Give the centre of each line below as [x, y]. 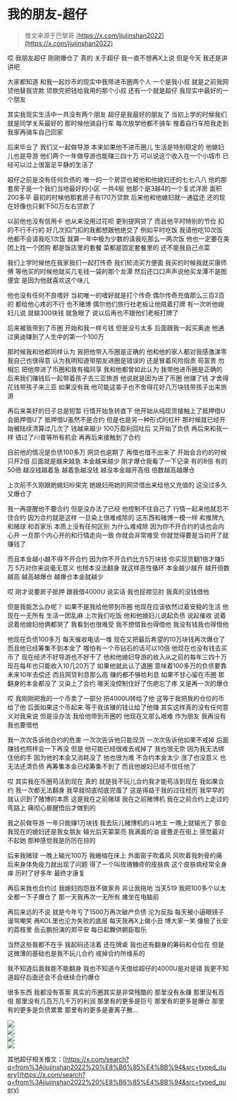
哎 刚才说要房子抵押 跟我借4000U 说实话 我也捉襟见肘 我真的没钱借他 [108, 591]
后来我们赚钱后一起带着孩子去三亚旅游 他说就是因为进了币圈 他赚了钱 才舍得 [118, 378]
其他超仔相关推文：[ [36, 1059]
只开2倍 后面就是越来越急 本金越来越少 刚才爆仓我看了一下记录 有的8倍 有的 [117, 461]
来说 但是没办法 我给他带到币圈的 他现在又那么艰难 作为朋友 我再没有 [126, 716]
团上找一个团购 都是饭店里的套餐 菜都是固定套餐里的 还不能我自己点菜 [109, 247]
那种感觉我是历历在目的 [61, 840]
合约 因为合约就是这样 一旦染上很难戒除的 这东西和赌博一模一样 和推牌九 [119, 517]
